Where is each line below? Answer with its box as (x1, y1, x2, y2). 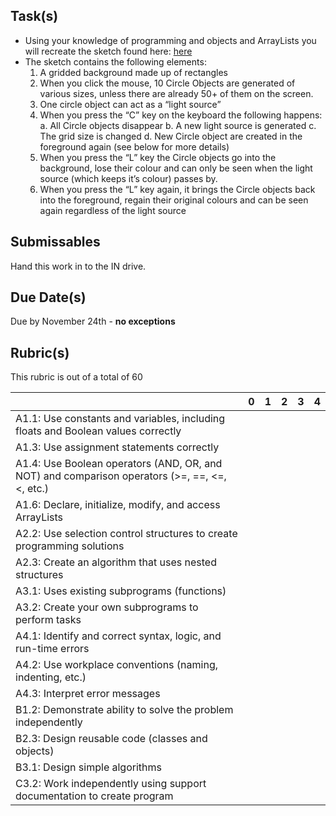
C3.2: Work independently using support (15, 777, 207, 791)
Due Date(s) (10, 289, 87, 306)
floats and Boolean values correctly (15, 424, 182, 438)
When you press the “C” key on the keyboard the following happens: (39, 109, 323, 121)
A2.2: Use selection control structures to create (15, 527, 238, 541)
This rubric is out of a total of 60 (10, 371, 143, 383)
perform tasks (15, 613, 82, 627)
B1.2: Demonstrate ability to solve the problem (15, 703, 234, 717)
